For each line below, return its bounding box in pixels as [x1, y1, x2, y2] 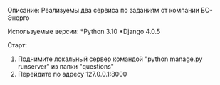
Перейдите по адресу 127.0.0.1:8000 [17, 70, 127, 78]
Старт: [7, 41, 27, 49]
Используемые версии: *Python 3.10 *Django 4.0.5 [7, 28, 161, 35]
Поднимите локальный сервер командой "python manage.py [17, 55, 203, 63]
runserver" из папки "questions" [17, 62, 114, 70]
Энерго [7, 13, 30, 22]
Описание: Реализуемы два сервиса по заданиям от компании [7, 6, 199, 14]
